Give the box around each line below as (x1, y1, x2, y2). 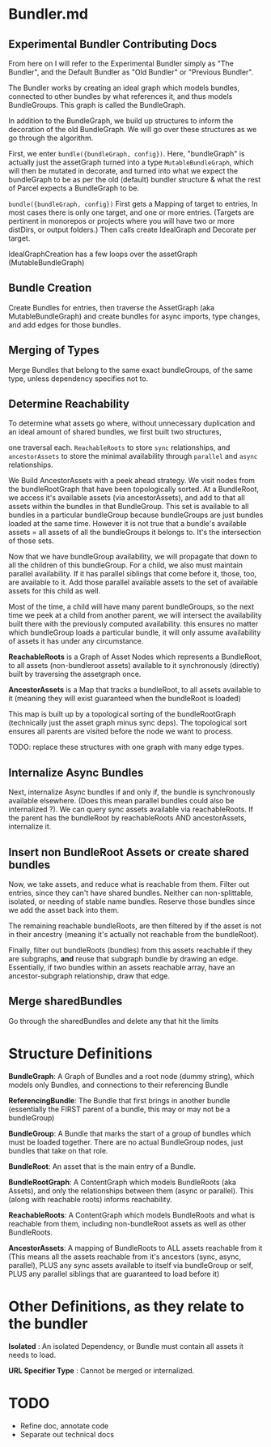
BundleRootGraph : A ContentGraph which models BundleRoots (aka (8, 1177, 237, 1187)
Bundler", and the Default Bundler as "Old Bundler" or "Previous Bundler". (8, 67, 254, 77)
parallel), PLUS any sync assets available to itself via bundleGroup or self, (8, 1260, 253, 1269)
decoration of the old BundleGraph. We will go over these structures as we (8, 125, 257, 134)
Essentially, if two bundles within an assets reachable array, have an (8, 962, 235, 973)
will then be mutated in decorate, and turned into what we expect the (8, 166, 239, 175)
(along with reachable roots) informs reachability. (8, 1194, 172, 1204)
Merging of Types (8, 344, 100, 357)
